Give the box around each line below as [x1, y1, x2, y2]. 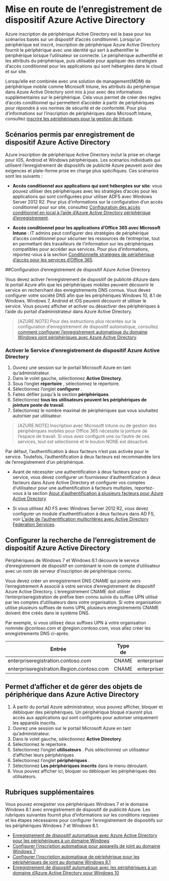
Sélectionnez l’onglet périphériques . [12, 757, 90, 763]
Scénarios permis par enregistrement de [5, 130, 135, 139]
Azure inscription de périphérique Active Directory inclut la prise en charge [5, 151, 161, 157]
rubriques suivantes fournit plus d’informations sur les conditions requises [5, 812, 159, 818]
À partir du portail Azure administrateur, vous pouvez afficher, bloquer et [12, 704, 163, 710]
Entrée [50, 645, 67, 652]
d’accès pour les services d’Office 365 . [12, 257, 94, 263]
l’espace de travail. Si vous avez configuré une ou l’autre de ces [17, 433, 150, 439]
